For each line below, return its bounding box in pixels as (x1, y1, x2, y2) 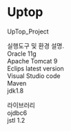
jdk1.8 (7, 86, 24, 95)
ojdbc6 (7, 109, 28, 117)
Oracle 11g (7, 49, 37, 58)
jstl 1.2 (7, 116, 26, 124)
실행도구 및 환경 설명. (7, 41, 64, 49)
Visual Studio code (7, 71, 61, 80)
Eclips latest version (7, 64, 64, 72)
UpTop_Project (7, 27, 50, 36)
